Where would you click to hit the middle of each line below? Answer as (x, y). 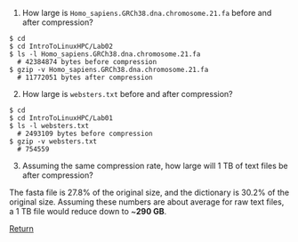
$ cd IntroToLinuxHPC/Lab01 (61, 118)
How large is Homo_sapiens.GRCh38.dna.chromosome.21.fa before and (147, 13)
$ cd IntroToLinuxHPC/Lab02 (61, 46)
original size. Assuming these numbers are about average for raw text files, (147, 202)
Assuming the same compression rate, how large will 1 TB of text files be (155, 165)
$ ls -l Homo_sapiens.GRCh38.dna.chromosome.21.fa (105, 54)
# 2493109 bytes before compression (85, 133)
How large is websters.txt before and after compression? (127, 94)
